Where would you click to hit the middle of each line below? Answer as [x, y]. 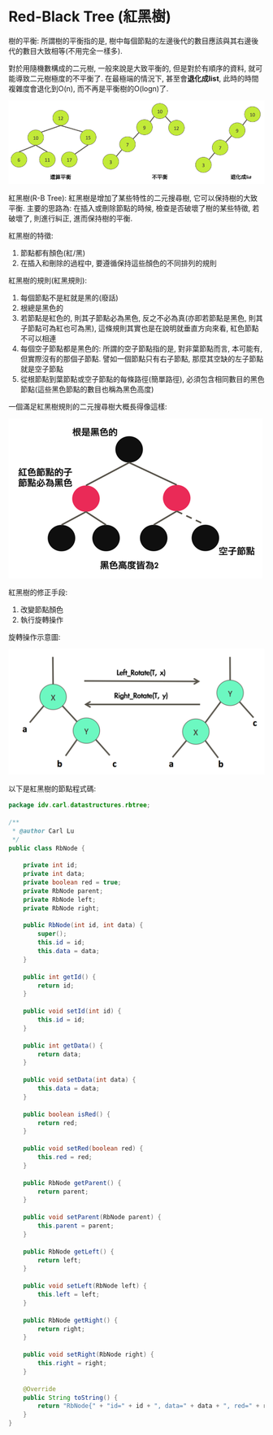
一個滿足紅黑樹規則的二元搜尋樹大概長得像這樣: [88, 406]
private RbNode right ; [61, 908]
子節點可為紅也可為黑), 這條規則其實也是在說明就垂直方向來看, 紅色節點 [139, 328]
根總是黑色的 [41, 308]
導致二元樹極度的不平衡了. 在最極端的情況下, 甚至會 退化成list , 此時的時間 [137, 78]
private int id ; [51, 865]
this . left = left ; [69, 1295]
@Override [40, 1389]
